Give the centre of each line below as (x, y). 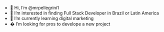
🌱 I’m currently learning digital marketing (52, 18)
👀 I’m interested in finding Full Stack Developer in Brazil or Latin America (84, 13)
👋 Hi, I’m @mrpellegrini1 (34, 8)
